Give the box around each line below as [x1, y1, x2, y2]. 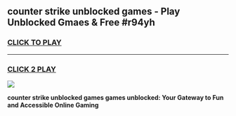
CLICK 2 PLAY [7, 64, 56, 74]
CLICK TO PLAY [7, 38, 62, 48]
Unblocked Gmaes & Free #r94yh [7, 17, 156, 29]
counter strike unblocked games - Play [7, 6, 181, 18]
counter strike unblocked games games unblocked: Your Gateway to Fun [7, 93, 224, 101]
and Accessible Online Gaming [7, 101, 99, 109]
